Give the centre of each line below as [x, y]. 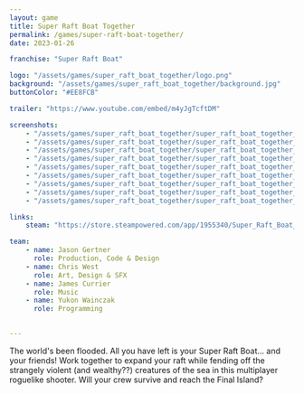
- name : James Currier [68, 284]
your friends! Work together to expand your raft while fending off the [137, 360]
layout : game [34, 18]
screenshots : [34, 125]
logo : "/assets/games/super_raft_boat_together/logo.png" [121, 76]
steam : [38, 225]
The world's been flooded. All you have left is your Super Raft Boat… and [145, 351]
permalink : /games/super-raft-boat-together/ [96, 34]
